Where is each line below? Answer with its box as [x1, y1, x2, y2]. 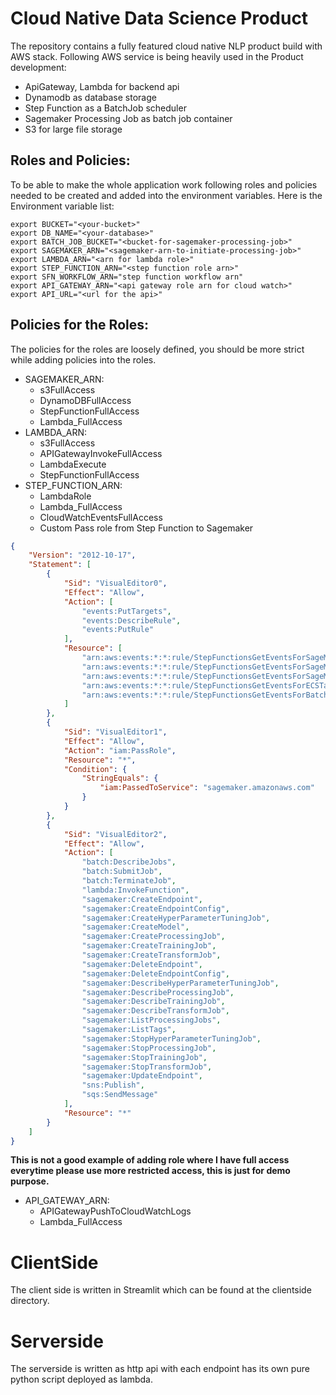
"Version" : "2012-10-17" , [28, 550, 137, 561]
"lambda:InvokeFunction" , [81, 885, 190, 895]
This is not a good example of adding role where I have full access [10, 1154, 290, 1166]
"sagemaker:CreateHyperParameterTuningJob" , [81, 913, 271, 923]
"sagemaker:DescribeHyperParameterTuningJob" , [81, 978, 280, 988]
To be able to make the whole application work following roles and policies [10, 178, 318, 191]
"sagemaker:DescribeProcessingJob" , [81, 987, 235, 997]
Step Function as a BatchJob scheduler [24, 102, 187, 114]
